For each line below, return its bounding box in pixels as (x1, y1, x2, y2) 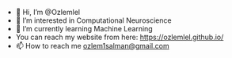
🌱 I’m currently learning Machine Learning (15, 24, 153, 33)
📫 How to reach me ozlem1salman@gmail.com (15, 42, 169, 50)
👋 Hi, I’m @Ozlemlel (15, 8, 81, 16)
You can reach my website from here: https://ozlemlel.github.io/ (15, 32, 224, 42)
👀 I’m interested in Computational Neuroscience (15, 16, 172, 25)
